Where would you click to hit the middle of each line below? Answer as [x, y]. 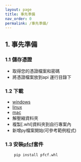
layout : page [18, 10]
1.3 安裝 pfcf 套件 [24, 144]
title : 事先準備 [20, 14]
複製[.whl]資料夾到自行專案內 [42, 124]
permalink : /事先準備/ [27, 23]
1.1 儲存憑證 [19, 59]
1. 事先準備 [21, 44]
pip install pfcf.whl [36, 155]
